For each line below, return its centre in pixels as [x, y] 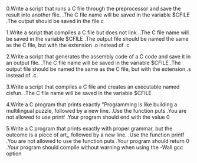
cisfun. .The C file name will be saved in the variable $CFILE [79, 93]
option [14, 154]
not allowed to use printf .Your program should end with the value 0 [88, 117]
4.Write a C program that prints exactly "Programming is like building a [92, 105]
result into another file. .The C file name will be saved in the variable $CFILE [98, 15]
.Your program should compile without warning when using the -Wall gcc [95, 147]
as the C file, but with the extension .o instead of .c [68, 45]
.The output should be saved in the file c [55, 21]
